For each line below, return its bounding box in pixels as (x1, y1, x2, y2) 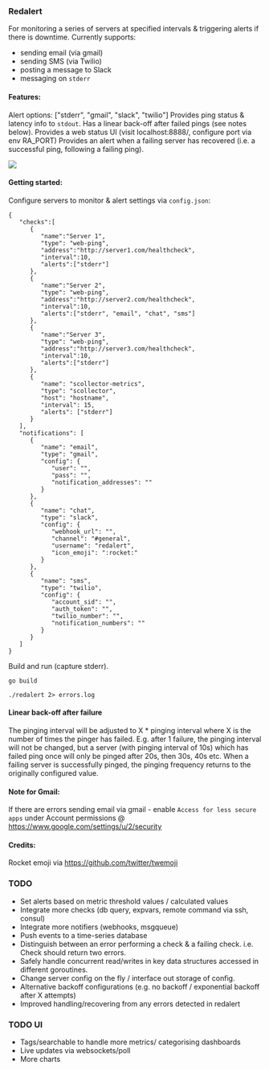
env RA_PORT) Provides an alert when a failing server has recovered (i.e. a (8, 135, 255, 146)
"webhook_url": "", (51, 527, 116, 535)
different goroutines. (19, 965, 88, 974)
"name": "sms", (40, 576, 92, 584)
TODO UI (8, 1019, 43, 1030)
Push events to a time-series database (19, 930, 148, 940)
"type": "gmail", (40, 450, 99, 458)
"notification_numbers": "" (51, 619, 146, 627)
